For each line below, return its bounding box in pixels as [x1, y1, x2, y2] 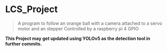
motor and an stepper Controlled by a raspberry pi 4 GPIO [17, 25, 139, 31]
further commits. [5, 40, 42, 46]
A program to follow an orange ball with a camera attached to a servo [17, 20, 162, 26]
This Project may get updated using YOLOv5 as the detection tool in [5, 35, 151, 41]
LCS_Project [5, 4, 58, 15]
